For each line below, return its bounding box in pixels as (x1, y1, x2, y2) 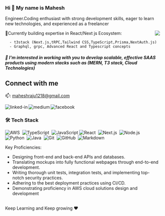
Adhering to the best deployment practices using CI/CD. (12, 180, 126, 186)
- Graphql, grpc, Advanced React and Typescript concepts (9, 44, 131, 49)
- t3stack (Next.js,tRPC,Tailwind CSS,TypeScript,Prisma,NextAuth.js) (9, 40, 157, 45)
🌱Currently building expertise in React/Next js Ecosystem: (5, 31, 122, 36)
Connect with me (5, 79, 59, 88)
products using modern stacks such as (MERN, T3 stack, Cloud (5, 60, 137, 65)
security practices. (25, 175, 63, 181)
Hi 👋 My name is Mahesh (5, 4, 65, 11)
